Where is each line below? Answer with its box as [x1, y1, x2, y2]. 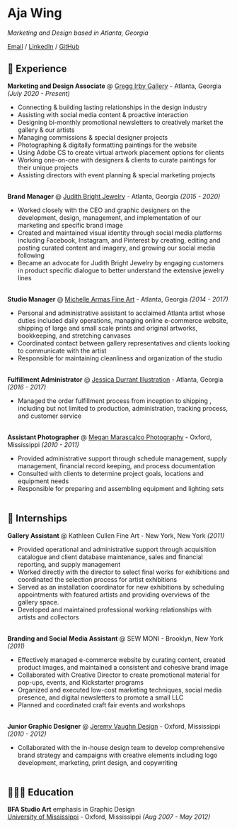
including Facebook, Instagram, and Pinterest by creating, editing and [17, 236, 221, 244]
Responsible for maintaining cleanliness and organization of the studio [17, 353, 223, 363]
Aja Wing [7, 5, 62, 21]
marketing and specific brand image [17, 221, 124, 229]
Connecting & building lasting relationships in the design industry [17, 103, 207, 111]
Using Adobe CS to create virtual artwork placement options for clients [17, 148, 224, 157]
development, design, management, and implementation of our [17, 213, 202, 221]
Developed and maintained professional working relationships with [17, 605, 212, 614]
